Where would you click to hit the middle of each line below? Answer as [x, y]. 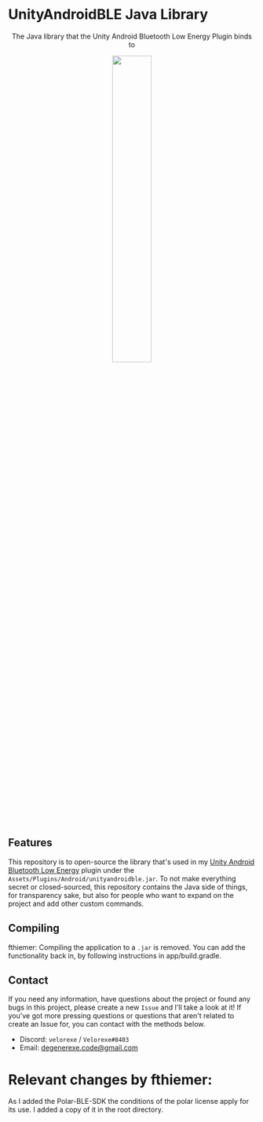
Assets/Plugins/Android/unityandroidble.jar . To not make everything [122, 878]
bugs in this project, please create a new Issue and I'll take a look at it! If [125, 1007]
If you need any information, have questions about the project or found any [130, 999]
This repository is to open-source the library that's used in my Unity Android [131, 862]
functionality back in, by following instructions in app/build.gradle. [115, 955]
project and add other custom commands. [76, 903]
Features [30, 843]
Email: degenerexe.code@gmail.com [79, 1048]
